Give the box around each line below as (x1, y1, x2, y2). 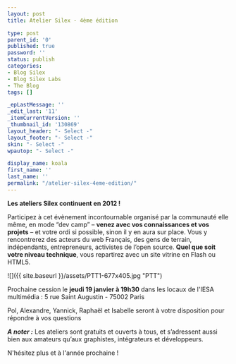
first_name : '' (7, 166, 52, 174)
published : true (7, 43, 55, 50)
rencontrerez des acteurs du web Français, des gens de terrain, (7, 235, 192, 243)
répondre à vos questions (7, 313, 82, 322)
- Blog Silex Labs (7, 75, 61, 83)
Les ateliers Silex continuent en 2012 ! (7, 199, 121, 207)
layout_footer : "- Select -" (7, 134, 93, 141)
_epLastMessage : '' (7, 102, 65, 109)
